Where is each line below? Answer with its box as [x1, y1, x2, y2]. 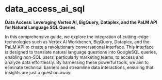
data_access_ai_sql [5, 3, 85, 14]
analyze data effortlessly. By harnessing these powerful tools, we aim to [5, 59, 149, 65]
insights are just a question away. [5, 69, 72, 75]
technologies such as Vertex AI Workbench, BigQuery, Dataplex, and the [5, 39, 150, 44]
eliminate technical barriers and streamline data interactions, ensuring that [5, 64, 154, 70]
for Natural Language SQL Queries [5, 24, 76, 30]
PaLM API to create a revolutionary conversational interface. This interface [5, 44, 154, 50]
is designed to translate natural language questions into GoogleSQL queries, [5, 49, 158, 55]
